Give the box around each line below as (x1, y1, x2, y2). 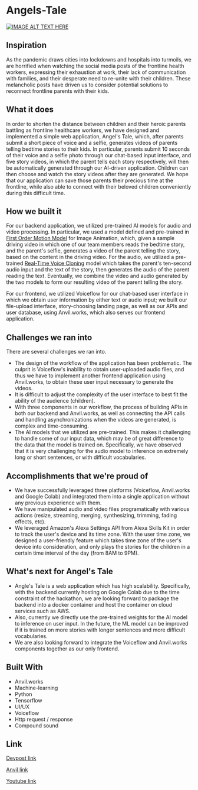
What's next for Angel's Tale (6, 566, 113, 577)
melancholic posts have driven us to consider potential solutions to (6, 81, 169, 88)
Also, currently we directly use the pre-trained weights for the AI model (14, 613, 187, 621)
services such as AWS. (14, 607, 71, 614)
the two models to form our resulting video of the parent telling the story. (6, 279, 183, 286)
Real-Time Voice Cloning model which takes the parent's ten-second (24, 260, 192, 267)
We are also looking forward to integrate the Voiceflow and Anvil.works (14, 639, 187, 646)
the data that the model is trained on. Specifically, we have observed (14, 441, 181, 448)
